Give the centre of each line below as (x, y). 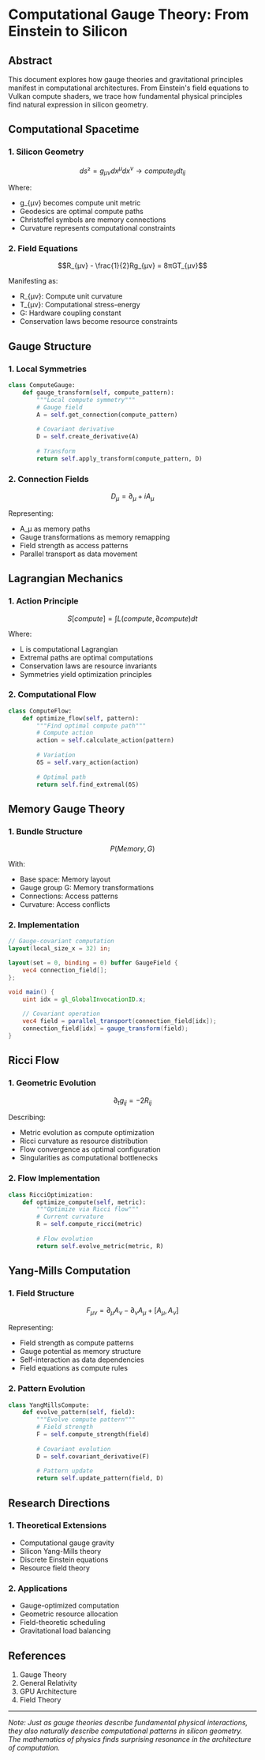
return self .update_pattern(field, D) (100, 1479)
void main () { (32, 992)
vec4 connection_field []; (65, 970)
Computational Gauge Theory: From (129, 15)
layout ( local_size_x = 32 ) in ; (60, 949)
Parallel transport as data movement (78, 554)
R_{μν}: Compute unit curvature (71, 296)
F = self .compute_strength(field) (93, 1435)
